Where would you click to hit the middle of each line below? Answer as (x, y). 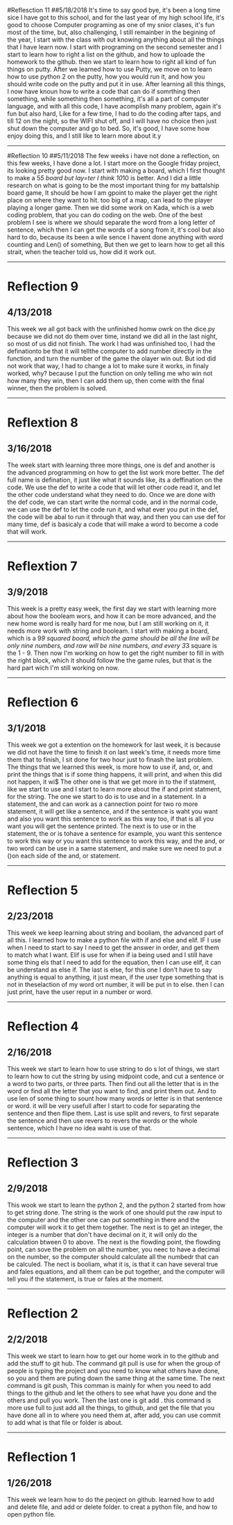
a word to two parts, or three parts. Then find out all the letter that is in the (113, 1084)
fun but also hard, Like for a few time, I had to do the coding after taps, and (114, 113)
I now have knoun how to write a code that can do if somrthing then (104, 91)
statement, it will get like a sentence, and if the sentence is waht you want (113, 811)
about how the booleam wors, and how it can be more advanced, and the (112, 616)
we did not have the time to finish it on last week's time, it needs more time (114, 752)
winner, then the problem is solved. (57, 388)
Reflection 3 (43, 1163)
